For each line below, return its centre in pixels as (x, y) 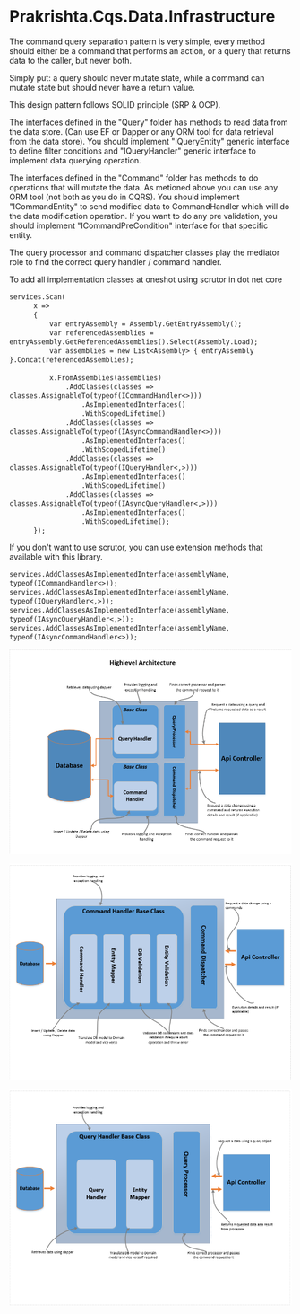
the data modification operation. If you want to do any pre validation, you (143, 216)
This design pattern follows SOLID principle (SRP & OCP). (115, 104)
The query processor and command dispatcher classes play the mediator (145, 252)
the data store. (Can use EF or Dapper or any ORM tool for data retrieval (142, 131)
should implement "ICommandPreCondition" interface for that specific (139, 225)
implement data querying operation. (75, 160)
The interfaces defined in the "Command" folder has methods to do (134, 178)
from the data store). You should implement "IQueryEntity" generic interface (150, 141)
